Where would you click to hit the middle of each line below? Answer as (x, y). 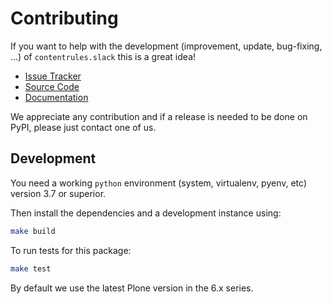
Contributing (64, 18)
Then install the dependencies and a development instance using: (146, 213)
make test (31, 268)
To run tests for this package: (71, 250)
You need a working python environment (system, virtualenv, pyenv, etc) (159, 183)
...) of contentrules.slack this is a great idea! (103, 56)
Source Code (52, 86)
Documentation (56, 97)
